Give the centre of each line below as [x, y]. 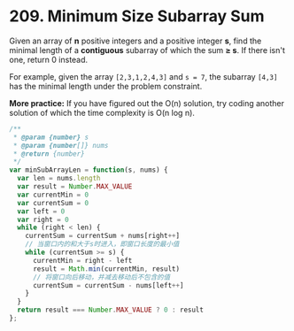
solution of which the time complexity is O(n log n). [102, 112]
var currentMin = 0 [53, 195]
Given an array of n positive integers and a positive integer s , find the [135, 41]
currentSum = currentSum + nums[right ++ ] [102, 236]
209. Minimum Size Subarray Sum [137, 16]
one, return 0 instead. [49, 59]
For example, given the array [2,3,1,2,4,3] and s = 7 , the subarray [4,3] [143, 76]
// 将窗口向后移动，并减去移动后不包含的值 [101, 277]
